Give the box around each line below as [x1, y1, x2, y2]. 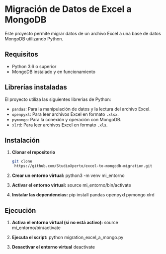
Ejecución [4, 206, 36, 215]
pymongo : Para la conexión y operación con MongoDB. [11, 116, 122, 122]
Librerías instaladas [4, 83, 68, 91]
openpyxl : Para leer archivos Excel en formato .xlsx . [11, 111, 119, 117]
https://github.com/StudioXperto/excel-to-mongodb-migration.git [14, 164, 153, 169]
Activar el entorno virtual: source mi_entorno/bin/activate [11, 182, 131, 188]
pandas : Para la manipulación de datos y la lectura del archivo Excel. [11, 106, 151, 112]
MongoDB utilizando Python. [4, 36, 63, 42]
